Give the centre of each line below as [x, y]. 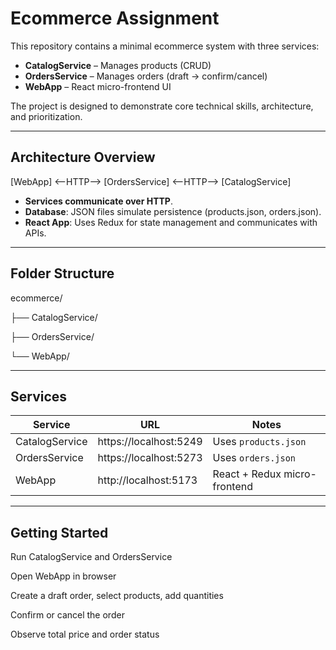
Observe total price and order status [85, 634]
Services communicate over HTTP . [98, 201]
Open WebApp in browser [63, 576]
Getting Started [59, 532]
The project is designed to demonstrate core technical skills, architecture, [162, 106]
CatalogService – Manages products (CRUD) [118, 65]
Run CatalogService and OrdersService [91, 557]
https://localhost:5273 [150, 458]
